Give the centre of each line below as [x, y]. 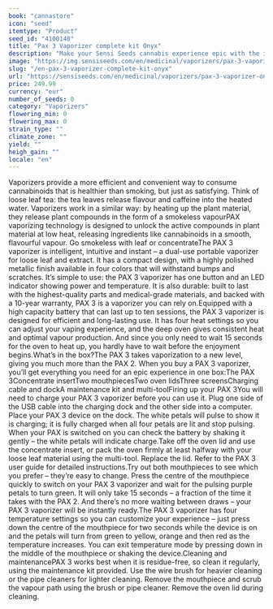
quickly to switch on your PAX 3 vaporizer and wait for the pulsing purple [131, 485]
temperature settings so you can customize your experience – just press [129, 519]
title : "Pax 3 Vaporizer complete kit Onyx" [85, 46]
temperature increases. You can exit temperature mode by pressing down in [136, 545]
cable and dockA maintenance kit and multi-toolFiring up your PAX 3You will [136, 390]
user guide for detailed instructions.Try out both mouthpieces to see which [133, 467]
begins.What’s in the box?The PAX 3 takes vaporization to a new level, [126, 355]
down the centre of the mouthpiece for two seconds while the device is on [133, 528]
